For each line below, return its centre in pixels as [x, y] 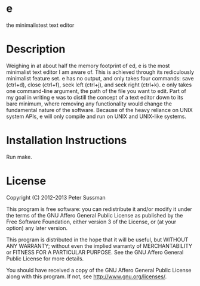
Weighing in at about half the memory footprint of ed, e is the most [88, 66]
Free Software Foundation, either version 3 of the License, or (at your [91, 222]
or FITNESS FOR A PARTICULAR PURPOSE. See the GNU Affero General [95, 252]
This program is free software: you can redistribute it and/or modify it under [99, 209]
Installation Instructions [67, 140]
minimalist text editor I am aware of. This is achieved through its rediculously [100, 72]
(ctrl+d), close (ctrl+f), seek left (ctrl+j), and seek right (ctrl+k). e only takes [99, 85]
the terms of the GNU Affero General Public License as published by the [95, 215]
